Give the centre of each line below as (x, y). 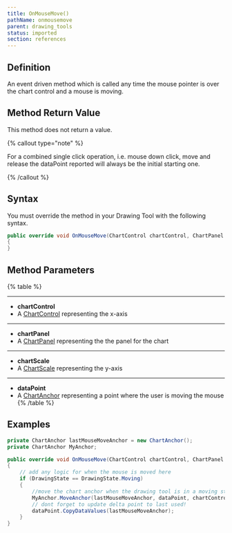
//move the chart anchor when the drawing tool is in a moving (125, 492)
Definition (29, 67)
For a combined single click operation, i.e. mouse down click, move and (109, 156)
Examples (29, 425)
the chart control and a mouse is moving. (66, 91)
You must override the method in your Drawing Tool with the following (106, 216)
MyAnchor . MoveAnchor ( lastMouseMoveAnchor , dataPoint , (111, 498)
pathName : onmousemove (40, 20)
